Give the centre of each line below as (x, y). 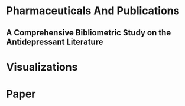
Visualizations (42, 67)
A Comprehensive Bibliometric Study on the (89, 33)
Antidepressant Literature (55, 42)
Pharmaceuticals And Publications (93, 11)
